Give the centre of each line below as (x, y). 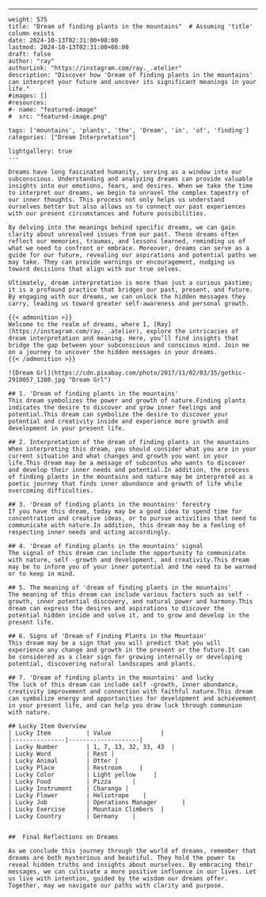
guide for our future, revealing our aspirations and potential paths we (133, 255)
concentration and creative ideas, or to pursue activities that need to (133, 519)
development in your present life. (67, 428)
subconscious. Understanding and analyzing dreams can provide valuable (131, 179)
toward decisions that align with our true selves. (95, 269)
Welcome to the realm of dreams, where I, (79, 325)
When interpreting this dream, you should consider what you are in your (133, 449)
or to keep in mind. (42, 574)
